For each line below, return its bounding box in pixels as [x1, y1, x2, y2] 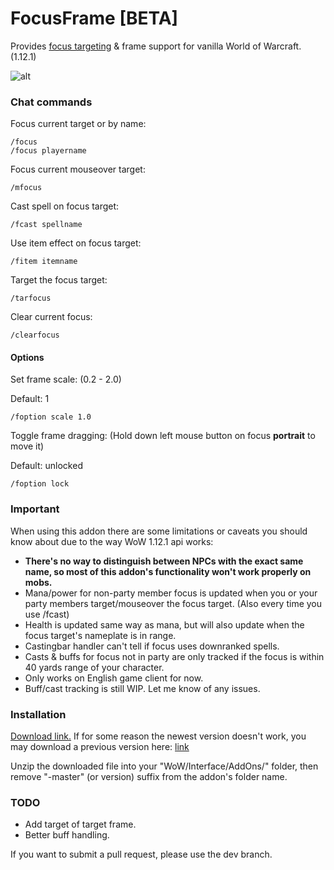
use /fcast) [24, 608, 70, 620]
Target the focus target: [10, 274, 108, 286]
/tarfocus [10, 293, 52, 304]
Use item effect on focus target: [10, 237, 142, 249]
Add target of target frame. [24, 818, 137, 831]
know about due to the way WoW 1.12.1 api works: [10, 535, 214, 547]
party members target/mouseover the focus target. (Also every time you [24, 597, 323, 609]
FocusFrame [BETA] [10, 7, 179, 30]
